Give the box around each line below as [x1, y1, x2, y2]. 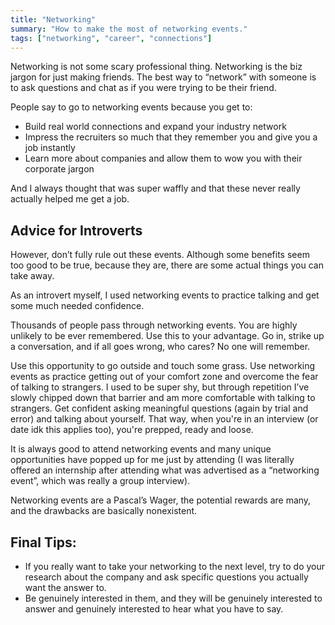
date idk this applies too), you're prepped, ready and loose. [10, 424, 254, 436]
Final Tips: [10, 534, 77, 551]
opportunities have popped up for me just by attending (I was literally [10, 454, 295, 466]
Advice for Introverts [10, 222, 143, 239]
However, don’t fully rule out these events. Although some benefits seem [10, 249, 310, 261]
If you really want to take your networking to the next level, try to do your [24, 561, 326, 572]
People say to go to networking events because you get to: [10, 101, 253, 113]
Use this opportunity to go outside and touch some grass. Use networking [10, 360, 316, 372]
